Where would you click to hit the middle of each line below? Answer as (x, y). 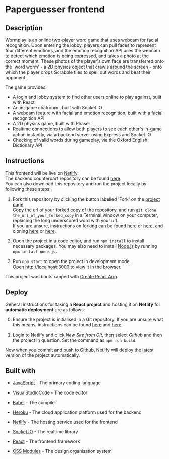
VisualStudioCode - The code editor (50, 393)
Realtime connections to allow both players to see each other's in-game (87, 129)
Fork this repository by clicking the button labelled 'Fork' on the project (86, 199)
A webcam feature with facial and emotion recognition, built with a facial (88, 113)
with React (23, 102)
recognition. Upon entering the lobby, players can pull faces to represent (81, 45)
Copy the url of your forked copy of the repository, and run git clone (84, 210)
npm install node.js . (35, 251)
